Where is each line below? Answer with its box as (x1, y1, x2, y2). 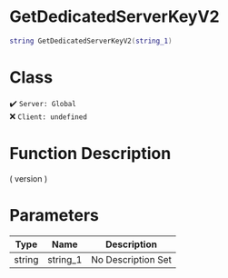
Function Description (9, 143, 172, 164)
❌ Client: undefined (9, 111, 88, 122)
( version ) (9, 173, 48, 184)
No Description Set (90, 253, 173, 265)
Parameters (9, 204, 100, 225)
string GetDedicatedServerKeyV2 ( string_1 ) (9, 36, 173, 45)
